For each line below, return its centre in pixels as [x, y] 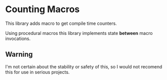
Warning [19, 54]
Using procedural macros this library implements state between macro [79, 33]
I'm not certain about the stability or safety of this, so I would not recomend [84, 66]
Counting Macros [43, 9]
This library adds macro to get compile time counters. [61, 23]
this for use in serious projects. [37, 72]
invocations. [18, 38]
